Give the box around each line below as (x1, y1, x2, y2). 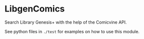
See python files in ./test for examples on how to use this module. (4, 28, 140, 34)
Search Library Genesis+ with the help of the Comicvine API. (4, 19, 127, 25)
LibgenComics (4, 3, 65, 14)
